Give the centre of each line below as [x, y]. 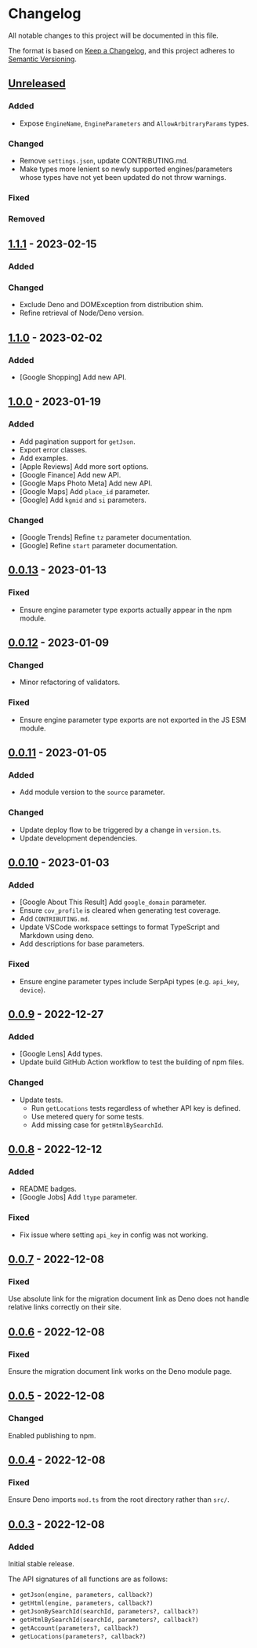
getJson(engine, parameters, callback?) [86, 1595]
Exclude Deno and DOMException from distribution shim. [111, 305]
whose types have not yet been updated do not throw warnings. [123, 177]
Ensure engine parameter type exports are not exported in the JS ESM [133, 720]
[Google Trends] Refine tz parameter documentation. [105, 537]
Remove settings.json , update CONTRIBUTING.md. [104, 160]
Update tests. [41, 1100]
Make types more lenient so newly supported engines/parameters [126, 169]
